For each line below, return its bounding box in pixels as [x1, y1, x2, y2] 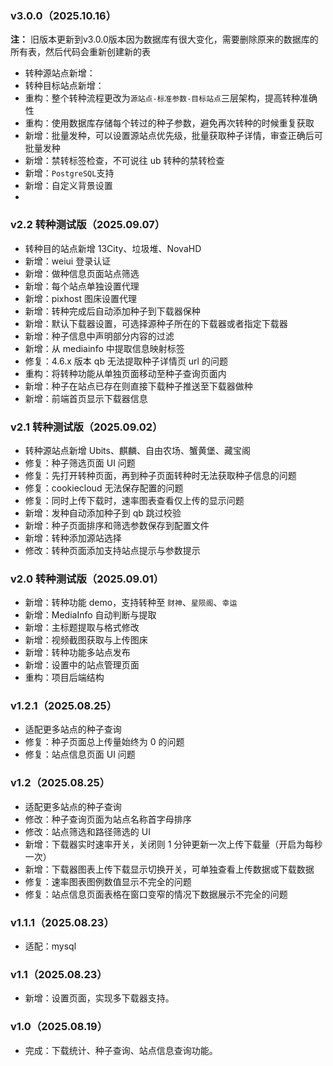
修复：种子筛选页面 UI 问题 [24, 457, 136, 469]
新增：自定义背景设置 [24, 180, 113, 192]
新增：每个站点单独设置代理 [24, 280, 140, 292]
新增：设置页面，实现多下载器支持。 [24, 992, 175, 1004]
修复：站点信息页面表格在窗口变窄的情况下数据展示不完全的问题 [24, 888, 288, 900]
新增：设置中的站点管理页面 [24, 659, 140, 671]
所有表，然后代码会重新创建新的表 [10, 46, 151, 58]
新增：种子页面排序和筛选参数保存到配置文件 [24, 519, 210, 531]
